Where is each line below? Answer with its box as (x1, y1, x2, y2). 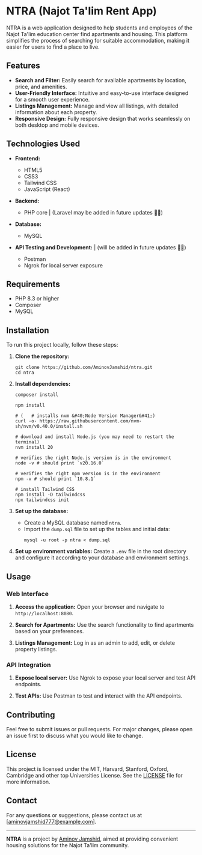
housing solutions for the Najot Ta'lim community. (6, 841, 129, 848)
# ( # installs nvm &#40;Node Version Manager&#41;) (14, 413, 156, 419)
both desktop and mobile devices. (14, 121, 99, 129)
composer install (14, 392, 59, 398)
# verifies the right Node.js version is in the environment (14, 455, 172, 461)
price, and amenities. (14, 83, 67, 90)
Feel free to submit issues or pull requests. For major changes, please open (6, 725, 193, 732)
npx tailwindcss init (14, 497, 69, 503)
